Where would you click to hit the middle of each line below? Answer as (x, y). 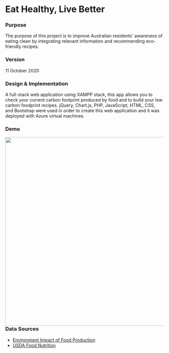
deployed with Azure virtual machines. (45, 116)
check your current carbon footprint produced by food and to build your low (84, 100)
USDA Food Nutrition (34, 345)
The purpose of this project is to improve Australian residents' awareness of (84, 36)
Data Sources (22, 329)
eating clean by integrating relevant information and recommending (75, 41)
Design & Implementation (37, 83)
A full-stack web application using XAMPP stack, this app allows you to (79, 95)
